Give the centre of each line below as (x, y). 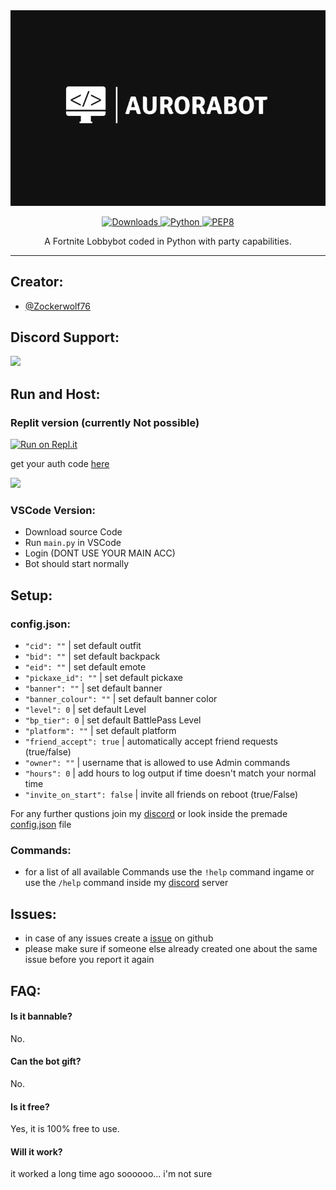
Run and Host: (55, 394)
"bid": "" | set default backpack (92, 656)
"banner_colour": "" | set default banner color (121, 699)
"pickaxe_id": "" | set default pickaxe (103, 678)
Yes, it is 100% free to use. (65, 1129)
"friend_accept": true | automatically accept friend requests (151, 741)
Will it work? (36, 1151)
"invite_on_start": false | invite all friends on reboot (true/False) (161, 795)
